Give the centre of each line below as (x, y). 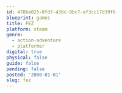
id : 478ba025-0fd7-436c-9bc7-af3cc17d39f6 (61, 12)
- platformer (28, 46)
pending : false (26, 69)
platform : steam (27, 29)
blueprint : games (28, 18)
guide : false (23, 63)
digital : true (24, 52)
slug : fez (19, 80)
